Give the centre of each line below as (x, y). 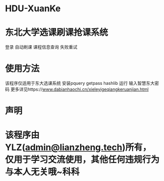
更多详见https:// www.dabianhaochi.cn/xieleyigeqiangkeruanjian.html (80, 89)
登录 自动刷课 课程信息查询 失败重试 (41, 47)
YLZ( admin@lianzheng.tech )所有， (78, 147)
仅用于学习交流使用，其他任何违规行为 (82, 160)
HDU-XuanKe (33, 9)
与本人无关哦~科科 (42, 172)
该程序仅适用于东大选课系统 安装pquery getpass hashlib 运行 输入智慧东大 (80, 83)
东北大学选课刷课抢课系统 (57, 33)
